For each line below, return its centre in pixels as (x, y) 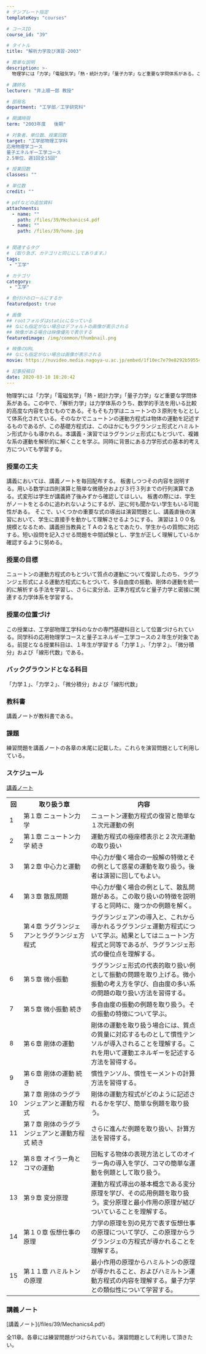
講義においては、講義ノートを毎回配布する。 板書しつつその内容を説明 (96, 481)
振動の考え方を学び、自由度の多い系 (143, 983)
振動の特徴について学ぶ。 (134, 1014)
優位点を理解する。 (131, 953)
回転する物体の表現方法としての (137, 1154)
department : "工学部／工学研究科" (46, 107)
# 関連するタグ (23, 248)
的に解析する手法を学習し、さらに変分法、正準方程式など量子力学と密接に (100, 590)
